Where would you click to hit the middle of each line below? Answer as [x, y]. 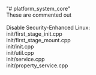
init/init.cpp [20, 46]
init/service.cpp [25, 59]
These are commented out [39, 15]
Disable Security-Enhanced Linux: [48, 27]
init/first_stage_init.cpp [34, 34]
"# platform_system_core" [38, 9]
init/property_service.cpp [37, 65]
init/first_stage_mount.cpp [38, 40]
